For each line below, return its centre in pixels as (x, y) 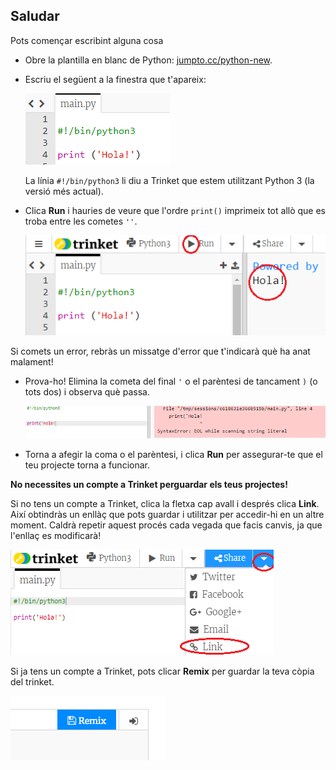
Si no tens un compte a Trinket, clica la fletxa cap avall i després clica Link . (165, 504)
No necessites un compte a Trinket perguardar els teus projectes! (149, 485)
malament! (32, 361)
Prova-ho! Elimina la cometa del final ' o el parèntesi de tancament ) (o (171, 381)
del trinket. (32, 682)
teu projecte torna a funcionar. (87, 465)
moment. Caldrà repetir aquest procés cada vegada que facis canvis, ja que (166, 525)
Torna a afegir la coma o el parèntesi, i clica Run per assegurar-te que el (173, 455)
